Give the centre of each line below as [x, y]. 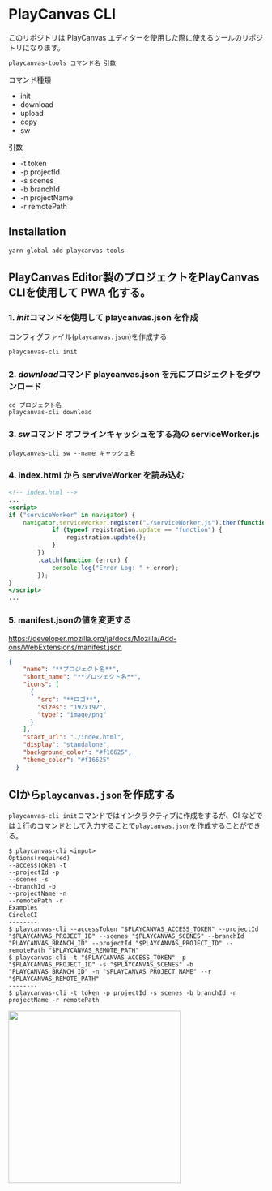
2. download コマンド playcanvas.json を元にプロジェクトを [126, 375]
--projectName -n [38, 894]
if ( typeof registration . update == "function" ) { [137, 530]
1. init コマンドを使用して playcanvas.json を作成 [103, 317]
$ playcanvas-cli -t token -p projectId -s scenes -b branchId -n [123, 993]
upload [32, 113]
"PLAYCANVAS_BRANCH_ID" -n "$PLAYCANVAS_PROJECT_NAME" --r [110, 972]
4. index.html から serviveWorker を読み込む [96, 475]
